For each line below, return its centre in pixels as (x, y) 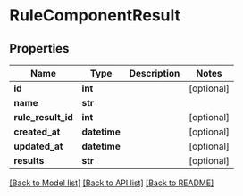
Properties (39, 49)
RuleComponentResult (95, 16)
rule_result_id (43, 117)
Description (155, 73)
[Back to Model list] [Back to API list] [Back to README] (112, 183)
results (29, 161)
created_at (37, 132)
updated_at (38, 146)
